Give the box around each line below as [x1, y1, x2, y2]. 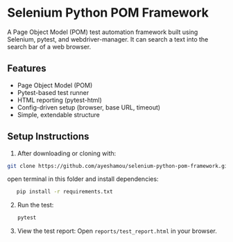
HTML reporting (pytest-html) [17, 96, 102, 104]
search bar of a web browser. [7, 42, 92, 51]
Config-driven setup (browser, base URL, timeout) [17, 103, 161, 112]
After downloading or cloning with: [17, 149, 116, 157]
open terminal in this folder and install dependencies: [7, 175, 159, 183]
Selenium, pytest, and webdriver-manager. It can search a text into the [7, 35, 209, 43]
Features [7, 62, 46, 74]
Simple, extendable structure [17, 110, 101, 119]
